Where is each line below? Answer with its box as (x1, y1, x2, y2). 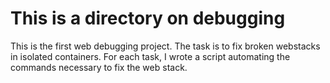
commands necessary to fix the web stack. (10, 61, 188, 73)
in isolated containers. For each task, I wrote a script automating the (10, 50, 291, 62)
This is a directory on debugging (10, 7, 286, 30)
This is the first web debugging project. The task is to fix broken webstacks (10, 40, 321, 52)
